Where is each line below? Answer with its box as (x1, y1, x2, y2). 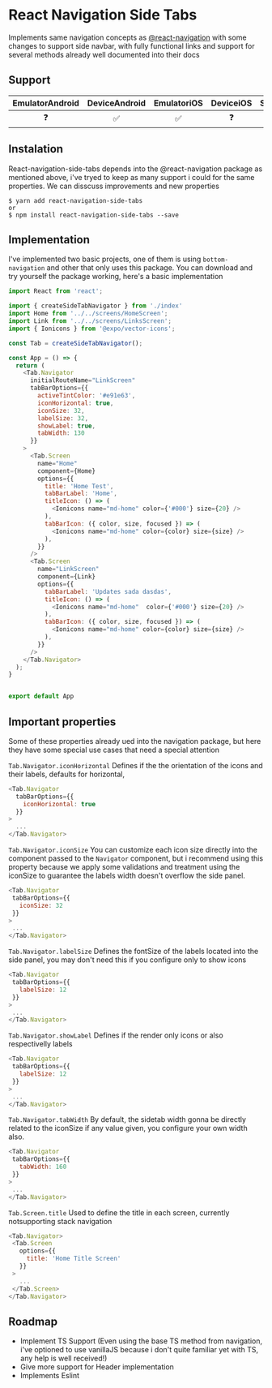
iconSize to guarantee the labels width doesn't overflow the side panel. (8, 870, 245, 881)
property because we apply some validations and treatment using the (8, 862, 240, 872)
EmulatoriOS (153, 97, 204, 109)
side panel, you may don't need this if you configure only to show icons (8, 955, 247, 965)
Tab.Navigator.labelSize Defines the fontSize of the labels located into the (8, 947, 259, 956)
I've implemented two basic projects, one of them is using (8, 254, 202, 264)
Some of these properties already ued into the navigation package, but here (8, 736, 261, 746)
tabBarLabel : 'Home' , (44, 489, 117, 498)
